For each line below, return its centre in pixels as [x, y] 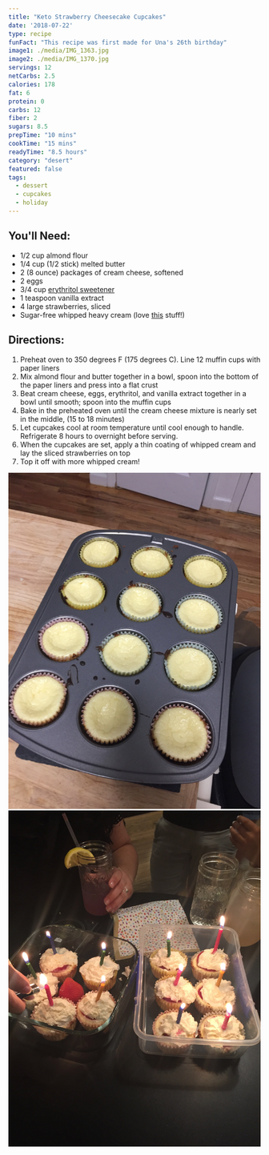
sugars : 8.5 [28, 127]
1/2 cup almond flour [54, 255]
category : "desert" [41, 160]
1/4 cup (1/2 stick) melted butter [72, 263]
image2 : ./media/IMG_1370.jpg [59, 59]
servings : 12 [30, 68]
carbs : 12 [25, 110]
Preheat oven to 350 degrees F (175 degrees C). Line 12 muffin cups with [140, 359]
